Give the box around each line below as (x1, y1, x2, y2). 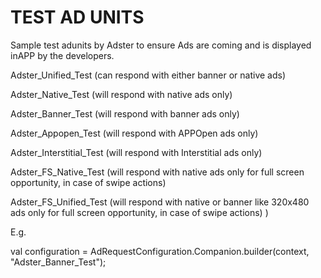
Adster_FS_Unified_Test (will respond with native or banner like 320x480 (10, 196, 310, 208)
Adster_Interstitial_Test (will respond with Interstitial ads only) (10, 146, 263, 158)
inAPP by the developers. (10, 49, 115, 61)
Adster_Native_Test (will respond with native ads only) (10, 88, 233, 100)
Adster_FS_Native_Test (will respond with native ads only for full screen (10, 166, 305, 178)
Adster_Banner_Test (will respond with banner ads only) (10, 107, 240, 120)
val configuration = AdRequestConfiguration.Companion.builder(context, (10, 245, 310, 257)
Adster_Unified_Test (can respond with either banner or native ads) (10, 69, 287, 81)
